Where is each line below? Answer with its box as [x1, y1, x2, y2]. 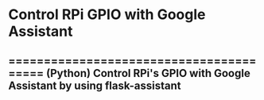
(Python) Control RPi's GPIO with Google [46, 66, 250, 80]
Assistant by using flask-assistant [8, 79, 181, 92]
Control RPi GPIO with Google [8, 6, 206, 24]
